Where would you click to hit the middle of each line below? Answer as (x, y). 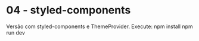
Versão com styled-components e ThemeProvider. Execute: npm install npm (100, 26)
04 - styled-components (69, 10)
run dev (16, 32)
